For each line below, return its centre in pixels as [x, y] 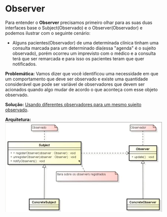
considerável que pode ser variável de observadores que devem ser [75, 84]
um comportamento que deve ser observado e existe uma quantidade [77, 79]
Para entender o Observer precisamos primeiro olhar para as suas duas [79, 22]
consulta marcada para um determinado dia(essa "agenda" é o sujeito [84, 48]
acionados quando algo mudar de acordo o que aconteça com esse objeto [82, 89]
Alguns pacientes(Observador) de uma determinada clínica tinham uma [85, 42]
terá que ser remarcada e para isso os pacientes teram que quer [78, 58]
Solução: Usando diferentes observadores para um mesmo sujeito [73, 104]
